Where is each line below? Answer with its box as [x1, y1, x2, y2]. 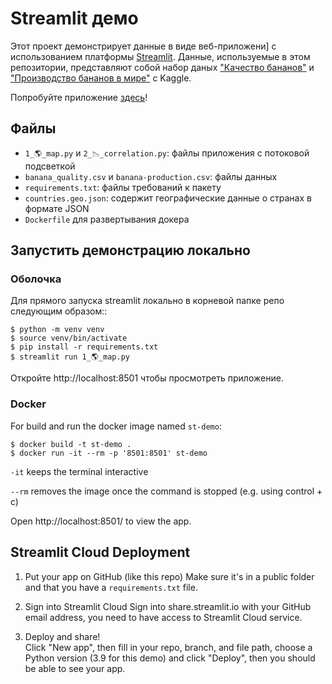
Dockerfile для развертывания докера [24, 213, 190, 225]
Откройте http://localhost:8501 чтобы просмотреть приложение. [10, 372, 284, 384]
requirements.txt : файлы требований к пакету [24, 181, 222, 193]
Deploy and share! [24, 630, 101, 642]
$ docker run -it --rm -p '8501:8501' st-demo [10, 448, 208, 458]
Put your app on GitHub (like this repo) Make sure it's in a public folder [24, 570, 315, 582]
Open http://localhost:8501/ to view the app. [10, 515, 192, 527]
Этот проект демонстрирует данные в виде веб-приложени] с [10, 40, 277, 52]
